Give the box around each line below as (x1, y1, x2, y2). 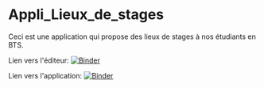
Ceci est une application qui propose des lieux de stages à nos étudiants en (8, 32, 257, 41)
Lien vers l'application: (8, 71, 83, 80)
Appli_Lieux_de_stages (8, 6, 165, 24)
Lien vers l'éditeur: (8, 55, 69, 65)
